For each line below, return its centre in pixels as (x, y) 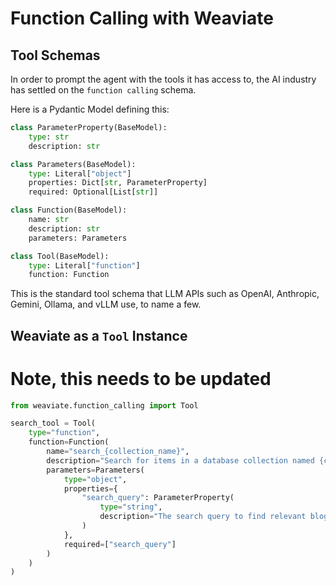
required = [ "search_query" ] (120, 544)
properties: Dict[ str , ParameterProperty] (118, 183)
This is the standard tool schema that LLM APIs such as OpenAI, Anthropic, (165, 294)
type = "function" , (64, 433)
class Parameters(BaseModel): (73, 164)
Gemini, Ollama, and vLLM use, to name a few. (106, 304)
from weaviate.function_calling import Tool (104, 405)
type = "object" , (95, 479)
